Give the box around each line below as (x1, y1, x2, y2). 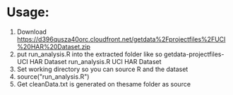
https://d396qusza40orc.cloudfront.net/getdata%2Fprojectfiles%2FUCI (16, 34, 226, 43)
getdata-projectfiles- (164, 50, 225, 58)
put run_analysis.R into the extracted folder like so (16, 50, 163, 58)
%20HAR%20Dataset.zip (16, 42, 91, 51)
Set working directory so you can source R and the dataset (16, 65, 189, 73)
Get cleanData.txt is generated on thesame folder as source (16, 80, 191, 88)
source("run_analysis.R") (16, 72, 90, 81)
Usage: (6, 4, 50, 20)
